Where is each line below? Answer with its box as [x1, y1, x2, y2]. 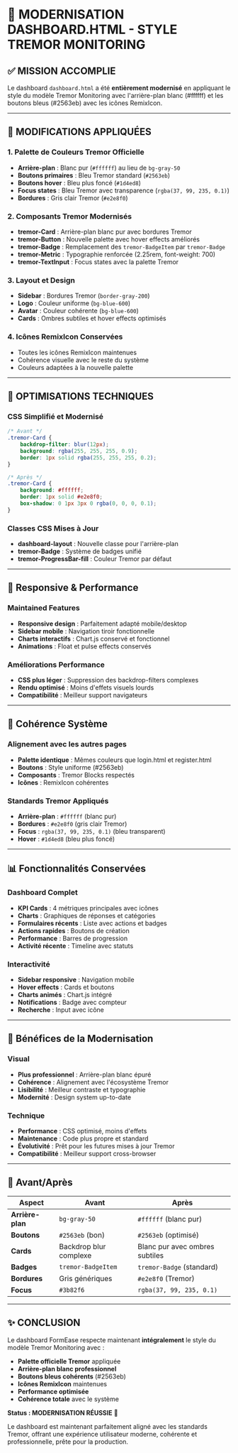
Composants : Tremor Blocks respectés [17, 771, 135, 779]
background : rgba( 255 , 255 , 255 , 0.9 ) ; [20, 447, 138, 455]
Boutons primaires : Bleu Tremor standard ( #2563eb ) [17, 170, 171, 180]
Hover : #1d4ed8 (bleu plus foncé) [17, 834, 115, 844]
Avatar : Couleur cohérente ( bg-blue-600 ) [17, 307, 140, 315]
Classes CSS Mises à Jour [7, 523, 99, 533]
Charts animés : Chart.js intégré [17, 991, 112, 999]
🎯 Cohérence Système [7, 718, 108, 730]
